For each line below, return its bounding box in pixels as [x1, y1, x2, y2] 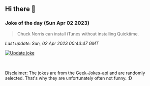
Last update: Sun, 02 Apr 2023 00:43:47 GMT [5, 40, 99, 46]
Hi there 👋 [5, 5, 36, 13]
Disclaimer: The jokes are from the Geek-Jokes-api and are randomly [5, 70, 145, 76]
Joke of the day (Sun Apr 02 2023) [5, 20, 90, 27]
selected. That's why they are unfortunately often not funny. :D [5, 75, 132, 81]
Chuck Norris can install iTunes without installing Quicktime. [17, 30, 139, 37]
